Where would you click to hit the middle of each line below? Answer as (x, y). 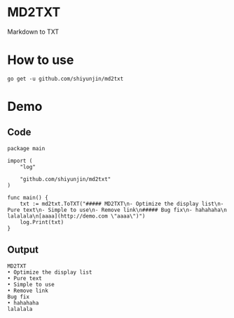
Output (23, 250)
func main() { (28, 197)
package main (26, 148)
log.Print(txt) (42, 222)
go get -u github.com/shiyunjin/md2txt (66, 79)
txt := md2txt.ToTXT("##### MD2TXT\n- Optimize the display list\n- (122, 204)
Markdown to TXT (33, 32)
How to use (41, 60)
